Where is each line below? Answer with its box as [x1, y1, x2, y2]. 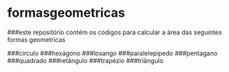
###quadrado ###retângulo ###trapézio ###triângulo [7, 56, 164, 64]
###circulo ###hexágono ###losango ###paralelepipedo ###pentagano [7, 49, 218, 57]
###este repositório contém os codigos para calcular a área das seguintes [7, 28, 222, 36]
